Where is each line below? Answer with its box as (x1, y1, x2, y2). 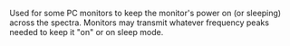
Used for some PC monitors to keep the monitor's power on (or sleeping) (9, 8, 282, 18)
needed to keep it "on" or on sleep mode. (9, 27, 164, 37)
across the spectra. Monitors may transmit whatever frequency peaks (9, 17, 270, 28)
